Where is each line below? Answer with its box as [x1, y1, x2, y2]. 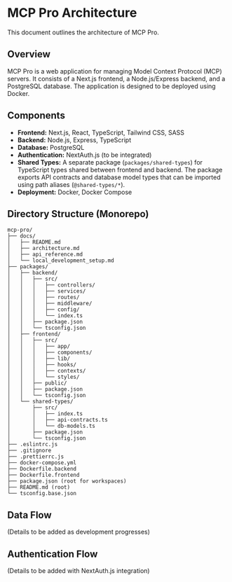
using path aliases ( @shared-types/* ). [17, 180, 125, 188]
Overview [7, 48, 51, 60]
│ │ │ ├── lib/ [7, 355, 71, 362]
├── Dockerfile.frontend [7, 471, 80, 479]
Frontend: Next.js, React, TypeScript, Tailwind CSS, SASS [17, 128, 184, 137]
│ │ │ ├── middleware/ [7, 300, 93, 307]
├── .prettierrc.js [7, 453, 64, 460]
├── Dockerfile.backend [7, 466, 77, 473]
